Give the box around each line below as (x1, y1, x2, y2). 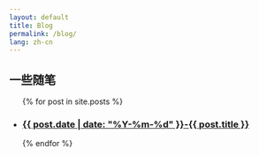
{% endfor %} (21, 138, 73, 149)
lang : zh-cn (9, 37, 53, 47)
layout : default (9, 12, 69, 22)
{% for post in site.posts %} (21, 96, 124, 107)
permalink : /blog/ (9, 29, 77, 38)
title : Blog (9, 21, 53, 30)
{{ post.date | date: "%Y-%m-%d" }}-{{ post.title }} (21, 118, 250, 130)
